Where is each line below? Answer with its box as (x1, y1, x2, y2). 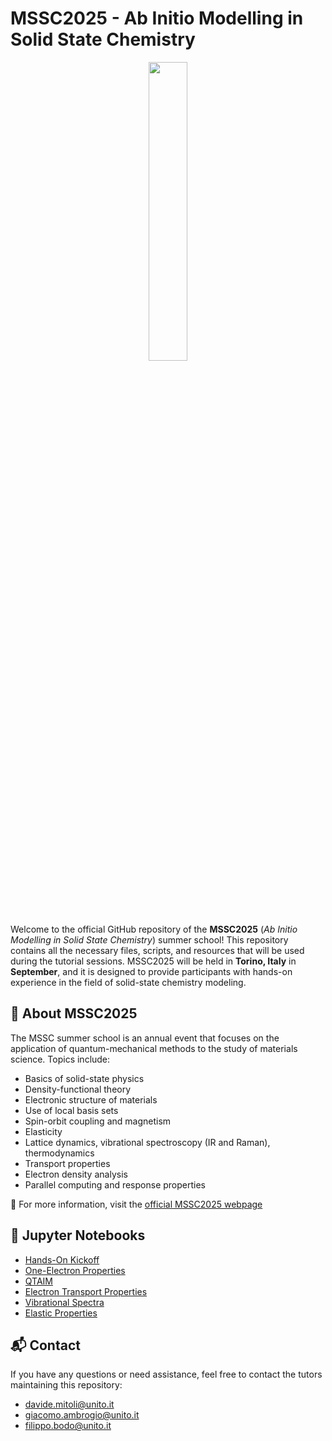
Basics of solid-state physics (24, 1072, 145, 1084)
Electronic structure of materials (24, 1093, 158, 1106)
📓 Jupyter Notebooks (10, 1227, 146, 1244)
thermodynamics (24, 1147, 95, 1159)
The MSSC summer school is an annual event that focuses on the (10, 1032, 280, 1044)
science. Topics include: (10, 1053, 111, 1065)
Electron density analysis (24, 1168, 128, 1180)
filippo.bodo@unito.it (24, 1420, 112, 1432)
